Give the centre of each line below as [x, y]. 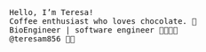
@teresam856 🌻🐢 [42, 39]
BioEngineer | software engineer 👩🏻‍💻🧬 [94, 30]
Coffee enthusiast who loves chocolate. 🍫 [103, 21]
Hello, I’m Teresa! [51, 12]
